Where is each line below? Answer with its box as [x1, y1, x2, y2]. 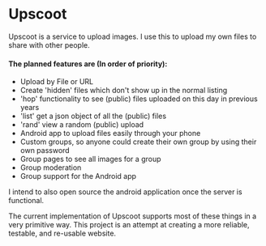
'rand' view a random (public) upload [19, 120, 144, 129]
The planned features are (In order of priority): [8, 58, 168, 69]
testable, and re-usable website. [8, 228, 116, 239]
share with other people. [8, 40, 91, 49]
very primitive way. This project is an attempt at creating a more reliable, [8, 220, 250, 230]
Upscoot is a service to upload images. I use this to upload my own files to [8, 32, 257, 41]
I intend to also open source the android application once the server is [8, 187, 242, 197]
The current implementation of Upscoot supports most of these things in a [8, 211, 257, 221]
